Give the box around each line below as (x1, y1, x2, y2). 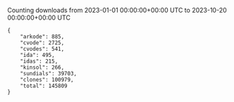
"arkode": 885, (20, 33, 65, 40)
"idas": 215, (20, 58, 58, 65)
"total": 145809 (20, 82, 68, 89)
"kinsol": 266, (20, 64, 65, 71)
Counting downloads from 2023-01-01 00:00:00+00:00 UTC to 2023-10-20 (7, 6, 227, 14)
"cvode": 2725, (20, 39, 65, 46)
